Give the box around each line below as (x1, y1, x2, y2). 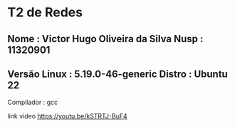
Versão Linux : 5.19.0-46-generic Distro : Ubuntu (7, 68, 228, 80)
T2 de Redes (7, 4, 83, 21)
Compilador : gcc (7, 98, 58, 107)
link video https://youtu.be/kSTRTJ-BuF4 (7, 112, 128, 121)
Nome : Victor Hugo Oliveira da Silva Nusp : (7, 33, 204, 45)
